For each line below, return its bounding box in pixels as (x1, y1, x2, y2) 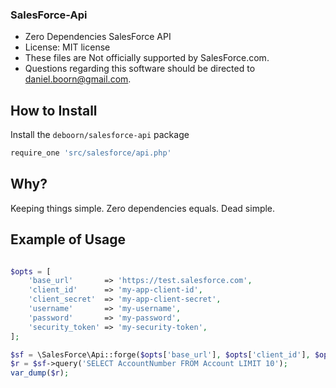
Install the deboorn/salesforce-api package (10, 129, 190, 141)
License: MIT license (24, 41, 111, 53)
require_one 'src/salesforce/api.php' (10, 148, 172, 158)
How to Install (10, 102, 98, 119)
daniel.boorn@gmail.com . (24, 73, 132, 85)
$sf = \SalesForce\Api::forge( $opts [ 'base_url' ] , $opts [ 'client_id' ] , (10, 349, 311, 360)
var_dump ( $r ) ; (10, 368, 70, 378)
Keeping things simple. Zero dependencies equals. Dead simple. (10, 202, 276, 214)
